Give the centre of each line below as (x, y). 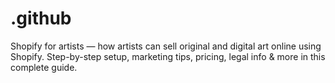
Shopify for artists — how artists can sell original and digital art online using (166, 46)
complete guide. (44, 67)
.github (41, 18)
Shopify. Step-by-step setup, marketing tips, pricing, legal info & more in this (168, 56)
